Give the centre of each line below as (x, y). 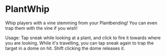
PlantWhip (27, 9)
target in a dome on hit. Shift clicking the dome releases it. (65, 48)
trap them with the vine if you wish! (41, 28)
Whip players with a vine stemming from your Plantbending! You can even (81, 23)
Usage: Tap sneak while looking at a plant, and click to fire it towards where (83, 38)
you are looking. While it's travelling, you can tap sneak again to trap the (79, 43)
